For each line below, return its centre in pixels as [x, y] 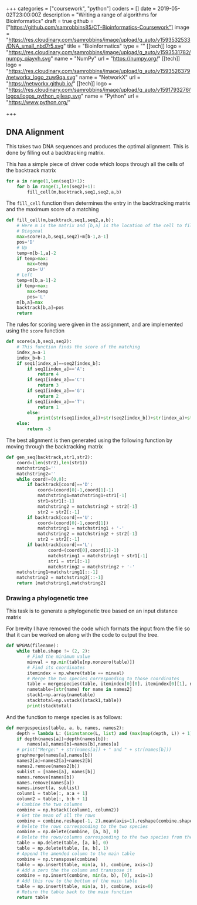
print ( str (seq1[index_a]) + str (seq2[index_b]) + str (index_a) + [112, 418]
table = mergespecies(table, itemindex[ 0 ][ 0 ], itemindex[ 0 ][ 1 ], [107, 684]
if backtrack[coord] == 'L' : [60, 545]
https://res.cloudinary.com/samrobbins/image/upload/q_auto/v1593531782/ [100, 52]
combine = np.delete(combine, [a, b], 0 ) [68, 832]
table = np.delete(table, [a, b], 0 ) [63, 843]
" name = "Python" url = [110, 96]
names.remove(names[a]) [46, 783]
